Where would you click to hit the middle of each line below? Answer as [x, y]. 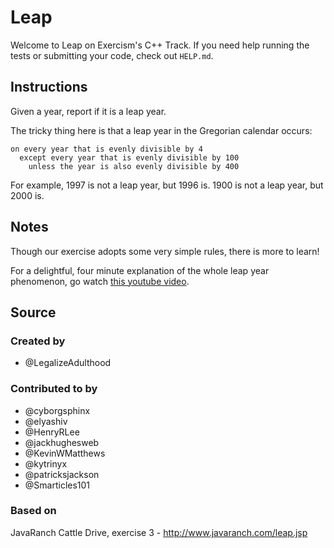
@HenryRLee [52, 432]
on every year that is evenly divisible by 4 [106, 149]
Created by [38, 341]
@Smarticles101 [57, 485]
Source [33, 312]
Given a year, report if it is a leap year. [88, 111]
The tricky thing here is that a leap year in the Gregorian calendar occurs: [161, 130]
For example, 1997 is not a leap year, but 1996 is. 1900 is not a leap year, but [167, 185]
